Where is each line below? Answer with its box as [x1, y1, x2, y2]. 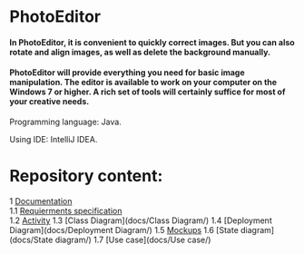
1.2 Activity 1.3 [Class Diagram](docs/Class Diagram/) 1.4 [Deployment [9, 215, 272, 226]
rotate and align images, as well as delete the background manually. [9, 46, 271, 57]
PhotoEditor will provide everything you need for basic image [9, 67, 245, 78]
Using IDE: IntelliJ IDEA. [9, 133, 98, 144]
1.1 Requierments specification [9, 205, 123, 216]
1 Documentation [9, 195, 73, 206]
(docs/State [9, 234, 54, 245]
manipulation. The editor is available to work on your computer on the [9, 77, 278, 88]
